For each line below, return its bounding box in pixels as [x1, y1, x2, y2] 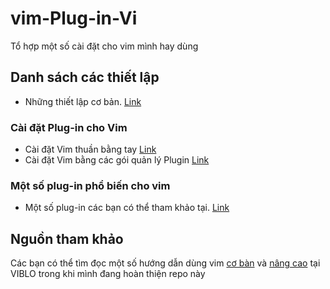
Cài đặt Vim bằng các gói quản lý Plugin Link [24, 154, 210, 166]
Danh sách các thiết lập [10, 69, 160, 86]
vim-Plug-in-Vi [10, 7, 138, 30]
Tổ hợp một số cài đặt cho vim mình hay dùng [10, 40, 199, 52]
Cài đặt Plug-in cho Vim [10, 120, 128, 134]
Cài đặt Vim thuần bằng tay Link [24, 143, 157, 156]
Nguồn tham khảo [10, 230, 124, 247]
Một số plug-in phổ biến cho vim [10, 178, 171, 192]
